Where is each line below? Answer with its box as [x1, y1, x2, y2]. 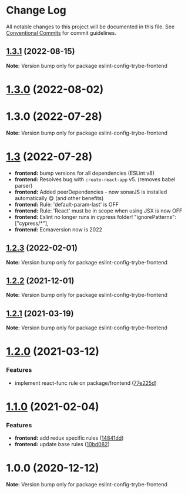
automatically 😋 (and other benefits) [14, 194, 104, 201]
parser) [14, 182, 33, 189]
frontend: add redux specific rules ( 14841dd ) [14, 434, 124, 441]
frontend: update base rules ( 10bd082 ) [14, 441, 110, 448]
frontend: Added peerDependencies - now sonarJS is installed [14, 188, 167, 195]
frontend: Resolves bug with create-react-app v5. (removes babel [14, 175, 176, 183]
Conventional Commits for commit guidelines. [6, 29, 116, 36]
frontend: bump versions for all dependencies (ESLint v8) [14, 169, 155, 176]
